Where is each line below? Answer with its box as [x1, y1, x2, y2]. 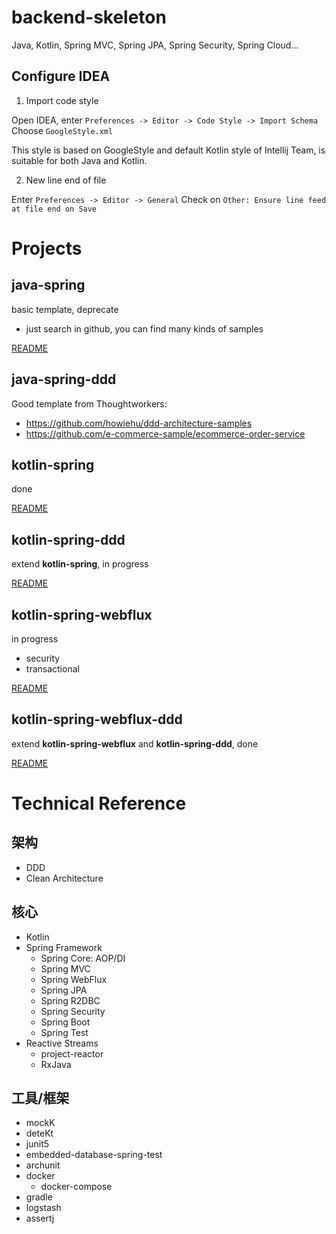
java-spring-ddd [11, 371, 117, 388]
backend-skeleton [11, 6, 167, 29]
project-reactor [40, 1047, 104, 1060]
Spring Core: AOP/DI [40, 952, 126, 964]
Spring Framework [25, 941, 103, 953]
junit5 [25, 1138, 50, 1150]
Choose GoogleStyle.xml [11, 124, 114, 136]
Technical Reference [11, 792, 187, 815]
